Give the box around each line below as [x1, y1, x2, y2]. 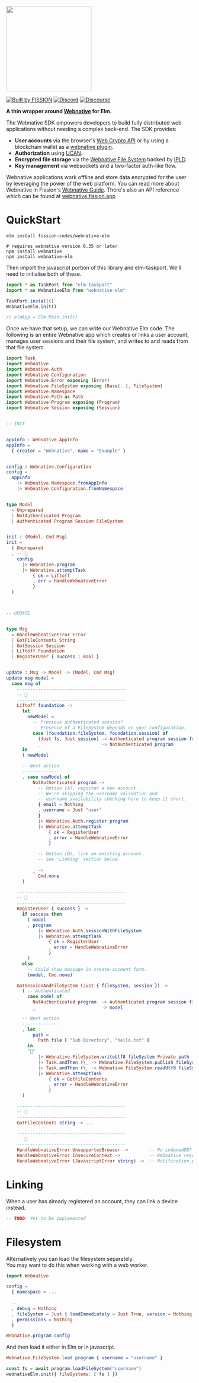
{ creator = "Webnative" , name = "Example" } [11, 448, 126, 454]
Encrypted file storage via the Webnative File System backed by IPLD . [14, 156, 187, 162]
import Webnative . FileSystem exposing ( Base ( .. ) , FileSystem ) [6, 383, 163, 389]
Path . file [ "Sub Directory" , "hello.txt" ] [37, 1037, 150, 1043]
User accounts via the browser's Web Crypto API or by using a [14, 137, 169, 144]
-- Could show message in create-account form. [27, 966, 147, 972]
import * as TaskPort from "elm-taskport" [6, 282, 113, 288]
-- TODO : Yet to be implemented [6, 1215, 86, 1221]
